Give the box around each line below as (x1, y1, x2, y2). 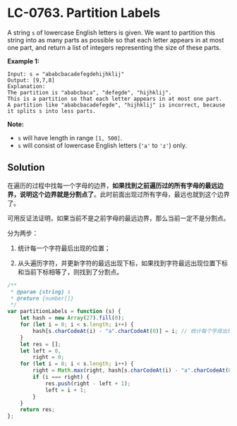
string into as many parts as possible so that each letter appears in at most (7, 35, 224, 44)
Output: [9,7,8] (7, 76, 55, 84)
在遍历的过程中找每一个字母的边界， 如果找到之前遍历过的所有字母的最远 (7, 181, 217, 190)
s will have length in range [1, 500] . (17, 133, 123, 142)
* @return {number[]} (10, 295, 74, 302)
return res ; (20, 406, 55, 413)
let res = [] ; (20, 341, 61, 348)
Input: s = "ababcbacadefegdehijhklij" (7, 71, 125, 78)
